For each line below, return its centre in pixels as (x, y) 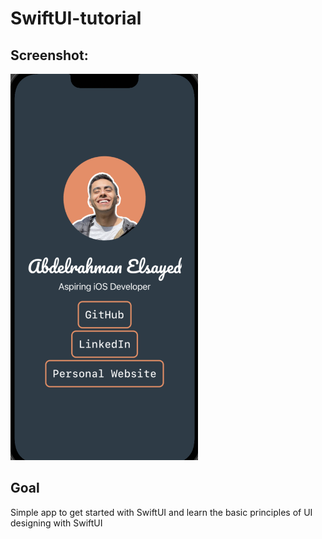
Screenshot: (49, 55)
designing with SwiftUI (56, 523)
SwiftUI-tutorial (76, 18)
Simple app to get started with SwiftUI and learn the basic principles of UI (161, 512)
